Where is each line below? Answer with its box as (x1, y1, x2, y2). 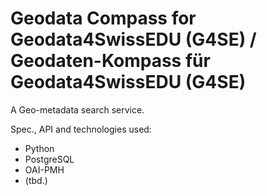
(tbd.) (24, 174, 48, 186)
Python (24, 142, 55, 154)
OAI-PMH (24, 163, 65, 176)
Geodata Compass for (10, 7, 197, 30)
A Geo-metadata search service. (10, 103, 145, 116)
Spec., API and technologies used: (10, 123, 152, 135)
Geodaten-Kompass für (10, 50, 211, 72)
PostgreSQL (24, 153, 75, 165)
